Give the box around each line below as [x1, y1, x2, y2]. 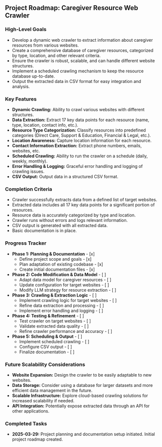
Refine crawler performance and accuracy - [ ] [19, 328, 113, 334]
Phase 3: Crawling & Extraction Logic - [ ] [12, 292, 97, 298]
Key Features [5, 96, 37, 102]
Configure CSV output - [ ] [19, 344, 73, 349]
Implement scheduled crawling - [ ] [19, 338, 89, 344]
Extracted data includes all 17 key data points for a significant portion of [12, 202, 155, 208]
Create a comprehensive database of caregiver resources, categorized [12, 47, 154, 53]
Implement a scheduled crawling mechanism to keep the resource [12, 68, 144, 74]
